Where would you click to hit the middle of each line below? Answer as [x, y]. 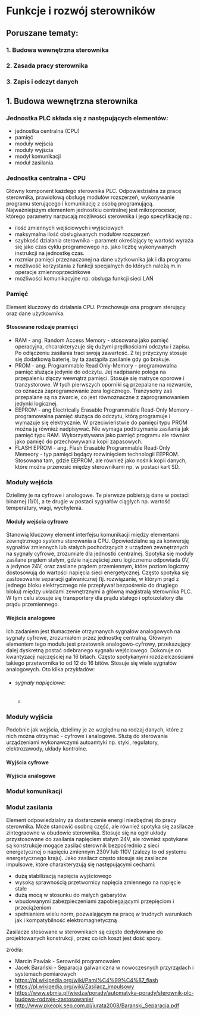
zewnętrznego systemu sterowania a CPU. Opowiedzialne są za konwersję [98, 541]
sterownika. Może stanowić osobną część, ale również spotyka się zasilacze [100, 827]
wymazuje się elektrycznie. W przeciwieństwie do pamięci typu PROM [101, 422]
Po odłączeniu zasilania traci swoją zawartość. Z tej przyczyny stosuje [101, 353]
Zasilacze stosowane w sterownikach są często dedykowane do [85, 932]
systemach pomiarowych [46, 974]
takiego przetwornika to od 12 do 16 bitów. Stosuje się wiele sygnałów [92, 663]
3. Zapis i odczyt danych [42, 82]
